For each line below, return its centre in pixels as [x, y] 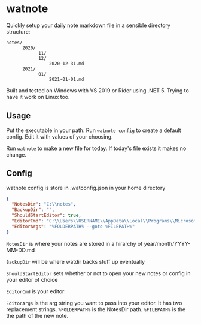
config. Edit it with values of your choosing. [60, 136]
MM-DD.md [21, 250]
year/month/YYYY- [167, 243]
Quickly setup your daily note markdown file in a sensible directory [88, 25]
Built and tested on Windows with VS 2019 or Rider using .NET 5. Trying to [98, 90]
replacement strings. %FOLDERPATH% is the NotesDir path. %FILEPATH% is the [96, 309]
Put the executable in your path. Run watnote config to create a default [94, 130]
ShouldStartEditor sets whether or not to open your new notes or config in [98, 273]
